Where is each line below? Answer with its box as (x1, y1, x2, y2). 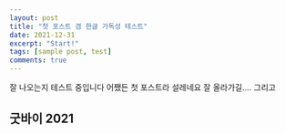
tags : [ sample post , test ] (9, 47, 112, 57)
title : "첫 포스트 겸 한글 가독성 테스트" (9, 22, 148, 31)
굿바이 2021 (9, 111, 75, 127)
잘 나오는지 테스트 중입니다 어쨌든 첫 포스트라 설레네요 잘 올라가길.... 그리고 (9, 82, 276, 92)
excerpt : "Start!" (9, 38, 79, 48)
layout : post (9, 13, 59, 23)
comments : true (9, 56, 67, 65)
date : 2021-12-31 (9, 30, 76, 39)
